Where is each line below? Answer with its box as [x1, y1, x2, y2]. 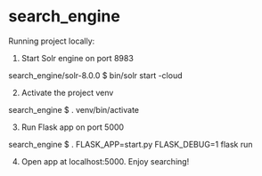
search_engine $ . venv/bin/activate [8, 104, 140, 115]
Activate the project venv [20, 87, 114, 98]
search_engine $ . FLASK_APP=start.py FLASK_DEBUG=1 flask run [8, 139, 253, 149]
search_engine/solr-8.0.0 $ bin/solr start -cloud [8, 69, 183, 81]
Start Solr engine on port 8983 [20, 52, 135, 63]
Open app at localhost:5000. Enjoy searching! [20, 156, 190, 166]
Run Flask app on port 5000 [20, 122, 125, 132]
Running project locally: [8, 36, 95, 46]
